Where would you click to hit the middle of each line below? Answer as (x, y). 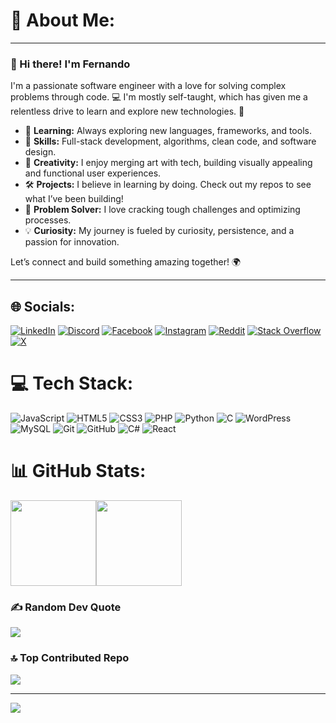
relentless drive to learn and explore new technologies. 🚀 (127, 111)
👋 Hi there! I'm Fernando (70, 64)
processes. (48, 220)
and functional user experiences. (93, 173)
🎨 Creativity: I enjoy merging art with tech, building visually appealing (168, 163)
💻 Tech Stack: (72, 383)
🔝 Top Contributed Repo (70, 658)
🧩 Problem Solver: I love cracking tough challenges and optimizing (162, 210)
